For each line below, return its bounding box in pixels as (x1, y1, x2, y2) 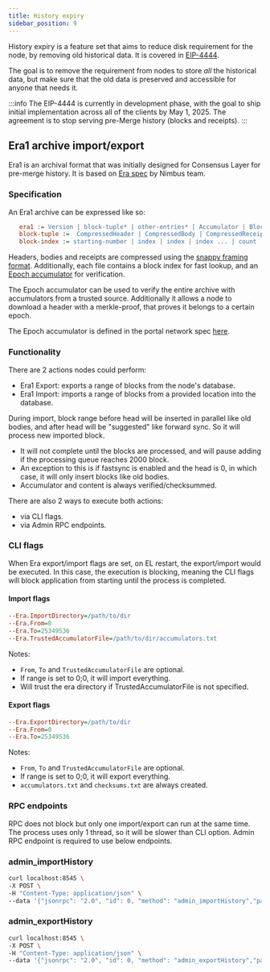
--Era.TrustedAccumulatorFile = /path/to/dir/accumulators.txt (8, 634, 218, 642)
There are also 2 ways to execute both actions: (8, 496, 163, 505)
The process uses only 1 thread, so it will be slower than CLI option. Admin (8, 827, 255, 837)
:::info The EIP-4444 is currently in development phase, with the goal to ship (8, 98, 261, 108)
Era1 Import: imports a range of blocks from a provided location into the (19, 388, 256, 399)
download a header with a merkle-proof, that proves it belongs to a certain (8, 302, 255, 312)
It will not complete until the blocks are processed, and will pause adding (19, 446, 261, 455)
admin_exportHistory (8, 916, 93, 927)
